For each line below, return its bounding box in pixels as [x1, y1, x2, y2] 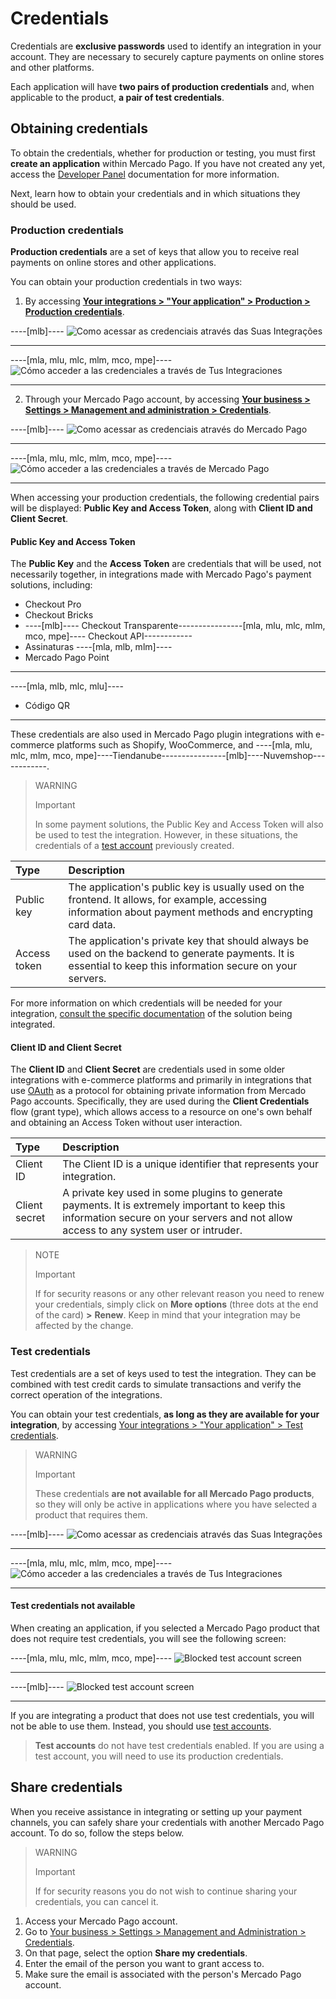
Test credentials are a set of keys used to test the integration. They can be [10, 1367, 317, 1379]
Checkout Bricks [24, 609, 94, 621]
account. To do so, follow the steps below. [10, 1827, 185, 1839]
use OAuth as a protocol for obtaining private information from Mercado [10, 1085, 307, 1097]
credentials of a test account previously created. [34, 840, 235, 852]
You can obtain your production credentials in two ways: [10, 276, 243, 288]
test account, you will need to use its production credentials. [34, 1750, 284, 1762]
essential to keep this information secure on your [68, 959, 298, 973]
